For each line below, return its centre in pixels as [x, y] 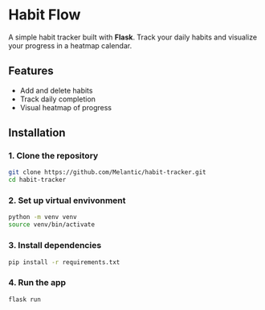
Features [31, 71]
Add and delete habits [56, 90]
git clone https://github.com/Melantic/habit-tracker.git [107, 172]
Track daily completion [58, 99]
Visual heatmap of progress [66, 107]
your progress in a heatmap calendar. [70, 45]
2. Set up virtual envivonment [67, 200]
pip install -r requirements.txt [64, 262]
